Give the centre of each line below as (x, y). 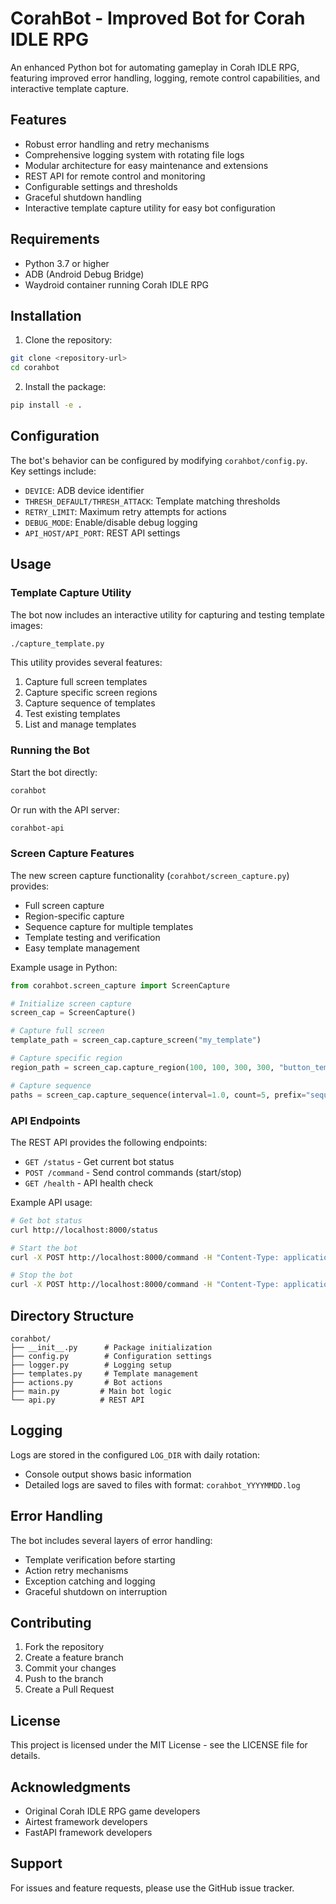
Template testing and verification (92, 937)
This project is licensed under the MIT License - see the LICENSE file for (159, 1745)
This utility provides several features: (86, 663)
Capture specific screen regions (91, 693)
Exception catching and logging (90, 1581)
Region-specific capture (74, 916)
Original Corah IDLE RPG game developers (112, 1811)
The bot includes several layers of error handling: (111, 1540)
